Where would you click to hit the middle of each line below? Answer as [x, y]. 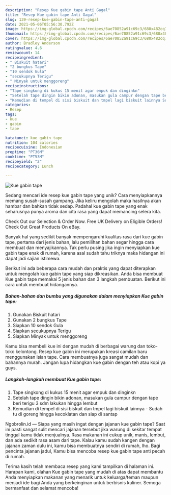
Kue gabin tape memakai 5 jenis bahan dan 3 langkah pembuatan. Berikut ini [85, 279]
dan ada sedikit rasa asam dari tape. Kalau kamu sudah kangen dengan [80, 440]
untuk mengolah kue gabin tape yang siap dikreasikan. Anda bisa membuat [84, 274]
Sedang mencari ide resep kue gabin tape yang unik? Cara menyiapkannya [84, 195]
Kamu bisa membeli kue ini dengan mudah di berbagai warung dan [75, 346]
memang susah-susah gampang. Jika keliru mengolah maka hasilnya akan [83, 201]
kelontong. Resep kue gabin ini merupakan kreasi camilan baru [81, 351]
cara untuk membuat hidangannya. [42, 284]
